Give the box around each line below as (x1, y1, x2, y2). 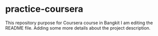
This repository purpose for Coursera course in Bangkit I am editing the (5, 20, 153, 26)
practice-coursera (5, 3, 84, 15)
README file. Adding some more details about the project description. (5, 25, 151, 31)
